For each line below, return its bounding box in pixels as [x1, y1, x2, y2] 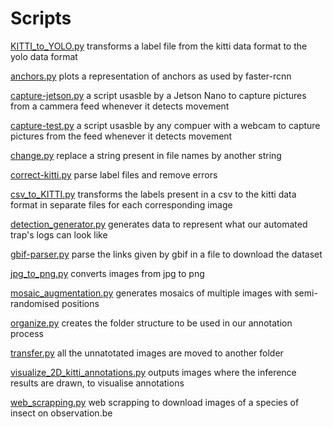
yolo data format [10, 50, 78, 62]
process [10, 327, 44, 339]
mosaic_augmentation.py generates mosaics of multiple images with [10, 287, 293, 299]
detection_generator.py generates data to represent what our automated [10, 218, 308, 230]
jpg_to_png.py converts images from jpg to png [10, 267, 205, 279]
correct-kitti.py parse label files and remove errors [10, 168, 218, 181]
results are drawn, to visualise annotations [10, 377, 185, 389]
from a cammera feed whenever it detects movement [10, 100, 230, 112]
